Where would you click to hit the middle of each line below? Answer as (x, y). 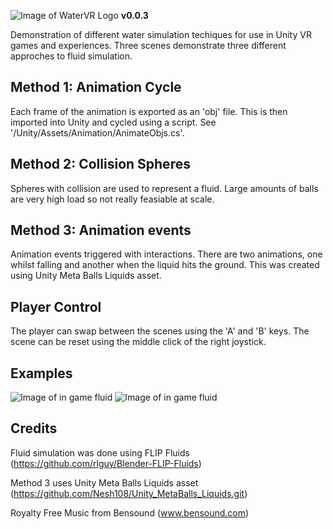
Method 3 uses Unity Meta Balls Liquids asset (104, 482)
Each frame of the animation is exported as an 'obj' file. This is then (149, 111)
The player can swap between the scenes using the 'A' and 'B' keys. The (160, 331)
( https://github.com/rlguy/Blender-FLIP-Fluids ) (106, 463)
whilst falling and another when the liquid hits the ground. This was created (165, 265)
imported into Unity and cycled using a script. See (113, 122)
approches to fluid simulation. (71, 56)
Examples (41, 373)
